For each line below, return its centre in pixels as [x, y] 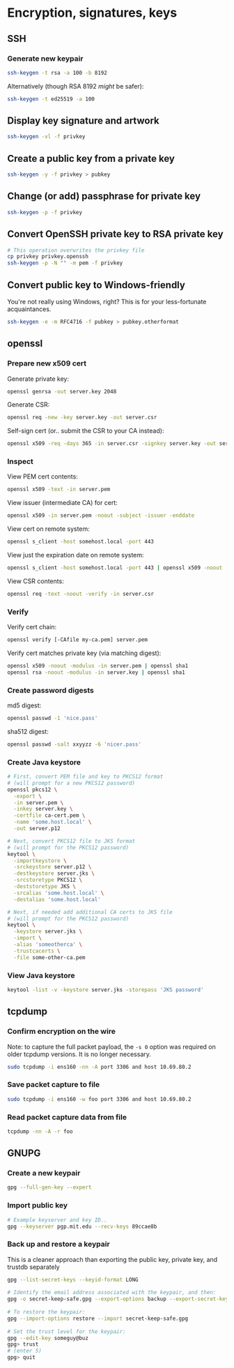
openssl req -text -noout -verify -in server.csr [81, 594]
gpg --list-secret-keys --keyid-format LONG [73, 1279]
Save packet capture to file [54, 1085]
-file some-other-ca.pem [49, 957]
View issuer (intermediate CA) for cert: [63, 503]
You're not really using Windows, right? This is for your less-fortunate [107, 301]
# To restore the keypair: [46, 1312]
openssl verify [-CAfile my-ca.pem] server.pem [78, 640]
